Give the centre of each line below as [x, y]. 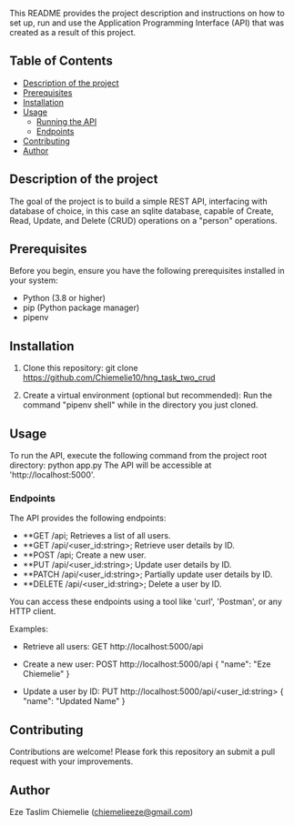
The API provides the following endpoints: [88, 519]
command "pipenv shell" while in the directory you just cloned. [140, 405]
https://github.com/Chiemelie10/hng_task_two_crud [119, 378]
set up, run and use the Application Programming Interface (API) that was [147, 23]
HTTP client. [33, 611]
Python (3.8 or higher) [64, 298]
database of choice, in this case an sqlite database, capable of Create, [142, 211]
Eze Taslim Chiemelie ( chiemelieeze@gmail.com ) [101, 811]
